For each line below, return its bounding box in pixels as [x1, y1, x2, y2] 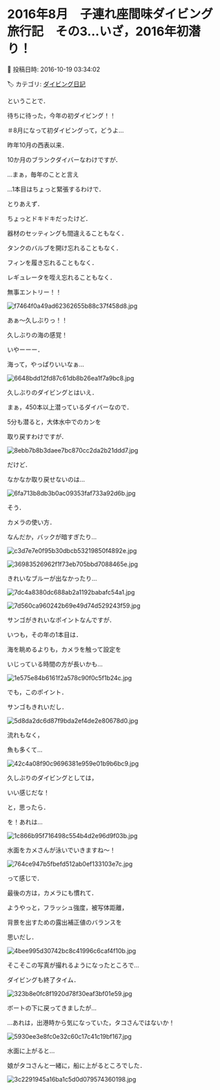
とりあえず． [7, 199, 43, 208]
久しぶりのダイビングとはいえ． [7, 388, 98, 397]
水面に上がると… [7, 1046, 55, 1055]
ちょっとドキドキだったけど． [7, 214, 92, 222]
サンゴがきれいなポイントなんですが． [7, 615, 116, 624]
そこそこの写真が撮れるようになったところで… [7, 961, 140, 969]
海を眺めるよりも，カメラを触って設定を [7, 645, 122, 653]
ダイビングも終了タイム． [7, 975, 80, 983]
